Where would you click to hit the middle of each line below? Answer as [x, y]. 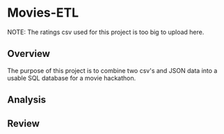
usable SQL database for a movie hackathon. [72, 78]
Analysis [27, 100]
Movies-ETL [43, 13]
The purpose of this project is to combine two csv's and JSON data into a [112, 70]
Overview [29, 54]
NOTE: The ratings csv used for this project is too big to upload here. [106, 32]
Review [24, 123]
